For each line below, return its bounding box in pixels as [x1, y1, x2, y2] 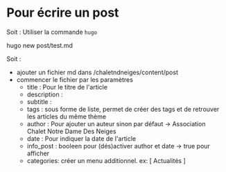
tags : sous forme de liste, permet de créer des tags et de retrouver [26, 105, 220, 113]
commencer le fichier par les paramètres [16, 75, 133, 84]
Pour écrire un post [6, 5, 119, 21]
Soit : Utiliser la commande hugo [6, 28, 98, 36]
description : [26, 90, 63, 98]
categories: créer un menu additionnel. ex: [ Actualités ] [26, 156, 186, 164]
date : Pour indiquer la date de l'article [26, 134, 137, 143]
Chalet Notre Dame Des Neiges [26, 127, 116, 135]
